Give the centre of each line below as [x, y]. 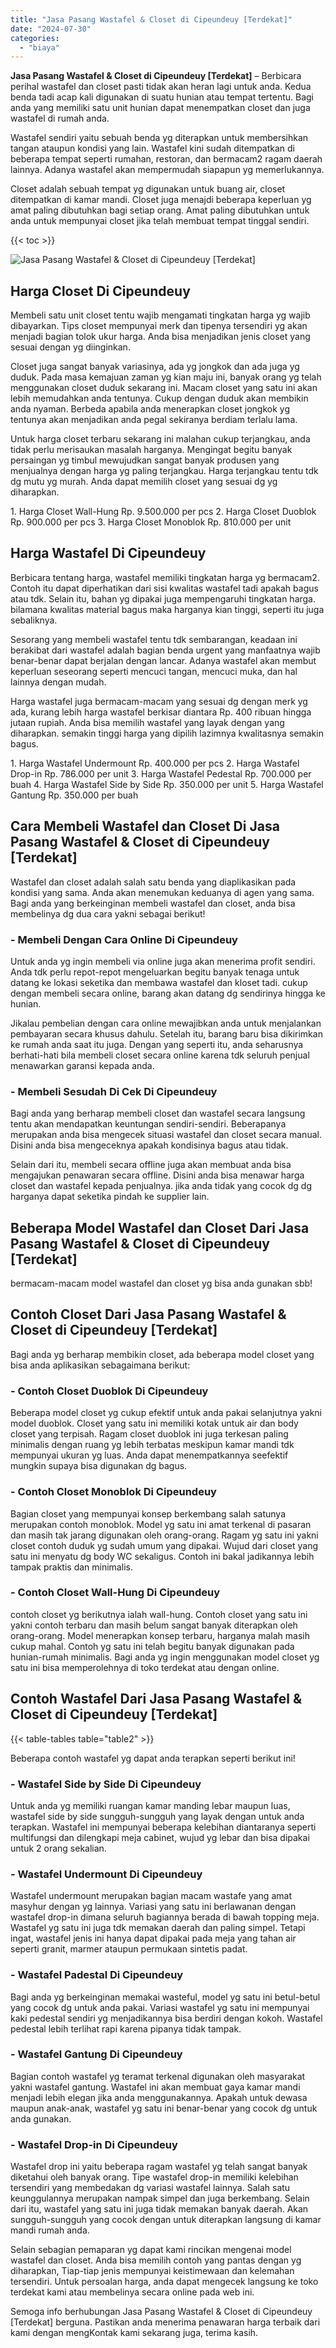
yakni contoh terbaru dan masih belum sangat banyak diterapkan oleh [154, 1625]
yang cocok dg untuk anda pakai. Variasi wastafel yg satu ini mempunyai [160, 2007]
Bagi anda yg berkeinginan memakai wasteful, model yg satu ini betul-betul [165, 1997]
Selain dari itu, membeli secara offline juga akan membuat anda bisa [151, 1165]
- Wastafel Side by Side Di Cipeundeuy [106, 1784]
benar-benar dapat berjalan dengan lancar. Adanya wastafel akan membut [163, 660]
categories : [35, 38]
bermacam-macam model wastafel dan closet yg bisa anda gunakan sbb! [161, 1283]
